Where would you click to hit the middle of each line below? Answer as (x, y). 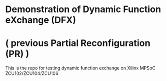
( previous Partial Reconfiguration (78, 43)
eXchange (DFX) (41, 20)
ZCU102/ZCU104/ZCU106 (32, 73)
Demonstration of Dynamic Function (83, 9)
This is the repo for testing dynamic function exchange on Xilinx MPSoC (80, 68)
